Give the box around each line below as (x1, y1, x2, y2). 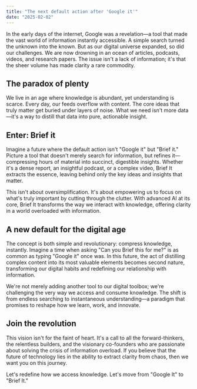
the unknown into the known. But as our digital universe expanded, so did (6, 42, 184, 50)
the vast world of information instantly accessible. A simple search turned (6, 37, 185, 44)
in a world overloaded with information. (6, 207, 101, 215)
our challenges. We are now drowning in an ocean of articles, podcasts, (6, 49, 180, 56)
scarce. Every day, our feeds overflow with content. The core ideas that (6, 101, 180, 108)
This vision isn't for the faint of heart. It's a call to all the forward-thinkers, (6, 334, 185, 341)
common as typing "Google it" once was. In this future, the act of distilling (6, 252, 185, 259)
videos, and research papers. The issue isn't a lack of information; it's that (6, 55, 186, 62)
